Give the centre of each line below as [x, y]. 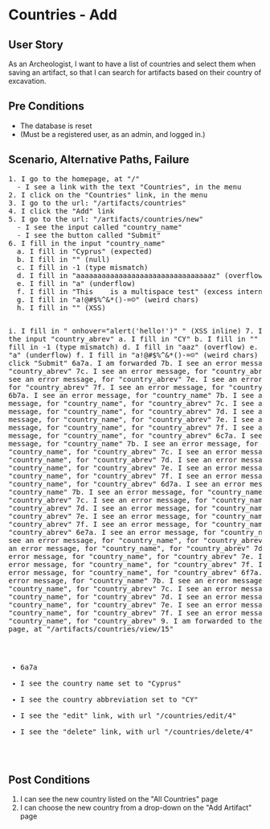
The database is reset [56, 126]
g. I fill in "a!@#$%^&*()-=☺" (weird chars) [108, 299]
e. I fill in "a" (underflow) [76, 283]
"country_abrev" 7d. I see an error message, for [108, 508]
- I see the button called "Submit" [89, 235]
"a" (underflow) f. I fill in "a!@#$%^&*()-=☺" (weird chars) [133, 355]
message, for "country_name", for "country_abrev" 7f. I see [131, 427]
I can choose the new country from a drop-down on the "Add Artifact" [136, 808]
